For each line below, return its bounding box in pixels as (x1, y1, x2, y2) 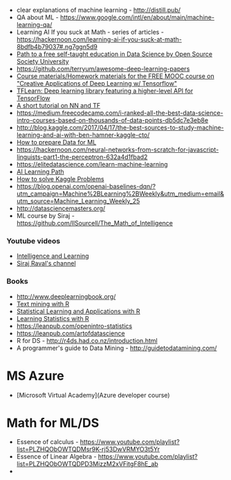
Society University (16, 57, 69, 65)
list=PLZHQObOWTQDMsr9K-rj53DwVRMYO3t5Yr (16, 445, 160, 454)
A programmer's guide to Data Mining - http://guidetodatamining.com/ (16, 344, 217, 352)
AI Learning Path (16, 167, 64, 176)
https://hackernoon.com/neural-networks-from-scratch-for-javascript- (16, 145, 219, 154)
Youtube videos (6, 236, 60, 246)
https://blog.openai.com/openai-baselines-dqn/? (16, 183, 156, 190)
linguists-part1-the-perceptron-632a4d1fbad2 (16, 153, 148, 161)
